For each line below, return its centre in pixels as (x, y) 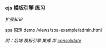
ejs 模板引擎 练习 (25, 7)
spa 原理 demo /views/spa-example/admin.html (53, 30)
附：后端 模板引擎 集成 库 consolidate (43, 41)
